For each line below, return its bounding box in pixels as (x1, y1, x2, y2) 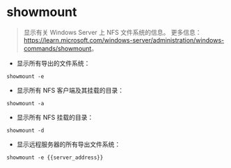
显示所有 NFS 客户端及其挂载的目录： (16, 86, 125, 94)
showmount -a (6, 100, 45, 107)
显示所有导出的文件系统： (16, 59, 90, 67)
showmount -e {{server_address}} (6, 154, 104, 161)
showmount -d (6, 127, 45, 134)
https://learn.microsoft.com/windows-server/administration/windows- (23, 36, 224, 44)
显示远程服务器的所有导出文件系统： (16, 140, 121, 148)
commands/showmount (23, 44, 92, 52)
